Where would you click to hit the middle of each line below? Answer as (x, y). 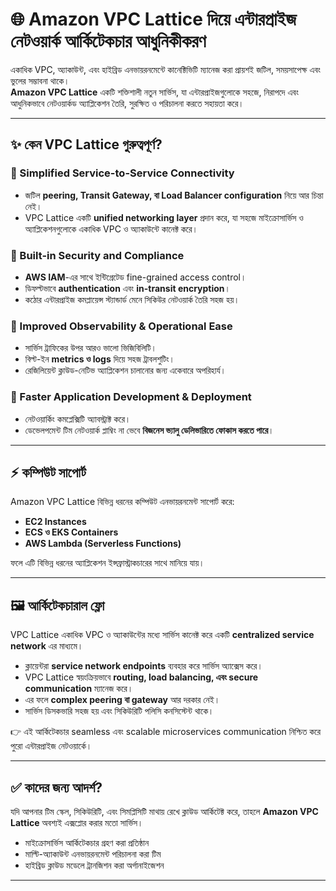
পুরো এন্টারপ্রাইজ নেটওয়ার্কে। (51, 746)
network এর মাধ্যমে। (47, 646)
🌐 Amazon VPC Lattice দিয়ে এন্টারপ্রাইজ (153, 19)
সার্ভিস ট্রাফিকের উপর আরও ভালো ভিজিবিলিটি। (91, 348)
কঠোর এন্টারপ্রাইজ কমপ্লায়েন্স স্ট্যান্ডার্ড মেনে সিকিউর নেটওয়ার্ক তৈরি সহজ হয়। (132, 299)
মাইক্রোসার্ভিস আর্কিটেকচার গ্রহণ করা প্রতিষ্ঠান (87, 842)
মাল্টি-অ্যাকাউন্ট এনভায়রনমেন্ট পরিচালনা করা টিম (93, 854)
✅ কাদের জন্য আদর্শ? (56, 787)
